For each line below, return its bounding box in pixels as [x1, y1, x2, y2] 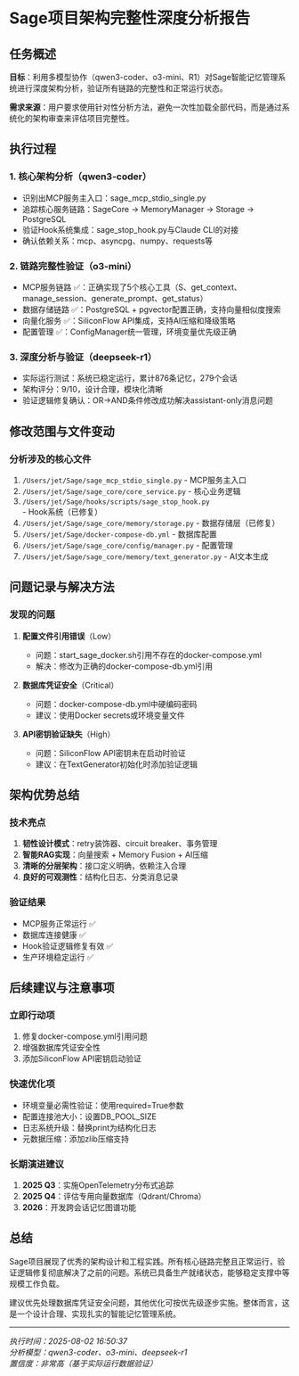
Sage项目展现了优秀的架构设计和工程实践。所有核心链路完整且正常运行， [9, 1256, 278, 1266]
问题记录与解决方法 [9, 580, 115, 595]
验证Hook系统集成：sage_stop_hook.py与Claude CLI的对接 [21, 224, 238, 235]
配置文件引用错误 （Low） [21, 630, 117, 641]
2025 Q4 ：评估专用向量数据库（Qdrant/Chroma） [21, 1191, 206, 1201]
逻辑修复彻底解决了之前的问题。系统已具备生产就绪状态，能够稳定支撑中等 [16, 1267, 290, 1278]
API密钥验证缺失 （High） [21, 729, 116, 739]
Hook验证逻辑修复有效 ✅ [21, 940, 114, 951]
